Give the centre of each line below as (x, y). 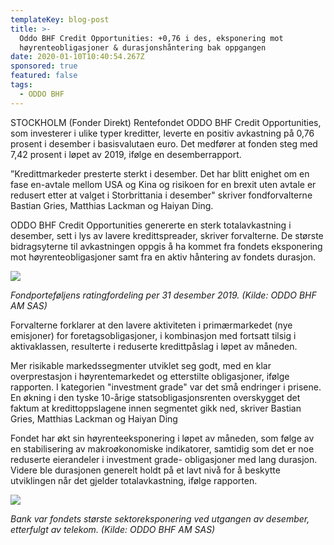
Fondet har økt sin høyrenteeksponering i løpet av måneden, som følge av (162, 438)
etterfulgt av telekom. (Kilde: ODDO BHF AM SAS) (113, 529)
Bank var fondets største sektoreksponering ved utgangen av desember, (160, 518)
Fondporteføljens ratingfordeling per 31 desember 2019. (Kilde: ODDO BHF (163, 295)
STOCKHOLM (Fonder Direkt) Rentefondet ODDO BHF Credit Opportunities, (166, 122)
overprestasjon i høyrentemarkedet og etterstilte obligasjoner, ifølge (150, 376)
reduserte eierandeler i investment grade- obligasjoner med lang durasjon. (164, 459)
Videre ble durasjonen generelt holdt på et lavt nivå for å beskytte (145, 470)
